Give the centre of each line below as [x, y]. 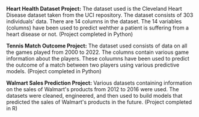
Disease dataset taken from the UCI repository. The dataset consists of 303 [100, 15]
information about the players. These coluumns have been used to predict [98, 58]
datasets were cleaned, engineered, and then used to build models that [94, 96]
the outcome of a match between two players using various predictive [93, 65]
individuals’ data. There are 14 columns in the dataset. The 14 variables [94, 21]
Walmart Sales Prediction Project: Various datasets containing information [99, 83]
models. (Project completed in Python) [54, 71]
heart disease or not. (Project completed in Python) [70, 34]
